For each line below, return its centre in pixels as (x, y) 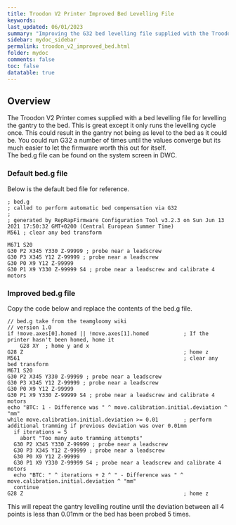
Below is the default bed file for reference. (68, 189)
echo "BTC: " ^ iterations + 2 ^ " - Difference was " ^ (99, 475)
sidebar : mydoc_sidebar (42, 40)
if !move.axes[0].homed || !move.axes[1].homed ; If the (108, 333)
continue (26, 487)
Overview (29, 101)
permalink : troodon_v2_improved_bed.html (69, 46)
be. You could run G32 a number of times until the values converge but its (114, 141)
